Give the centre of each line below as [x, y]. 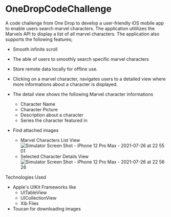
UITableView [34, 192]
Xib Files [29, 203]
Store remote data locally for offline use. [55, 69]
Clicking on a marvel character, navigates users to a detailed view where [89, 79]
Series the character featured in [54, 120]
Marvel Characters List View [50, 140]
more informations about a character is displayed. [65, 84]
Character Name [38, 104]
